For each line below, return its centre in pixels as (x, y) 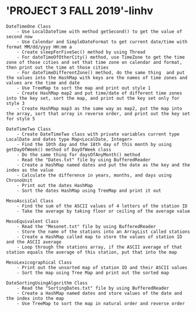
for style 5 (21, 118)
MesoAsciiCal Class (30, 201)
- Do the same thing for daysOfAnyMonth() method (79, 155)
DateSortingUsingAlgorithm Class (47, 283)
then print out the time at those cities (58, 67)
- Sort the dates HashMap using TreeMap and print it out (89, 191)
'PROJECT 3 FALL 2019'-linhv (80, 11)
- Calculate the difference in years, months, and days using (94, 175)
